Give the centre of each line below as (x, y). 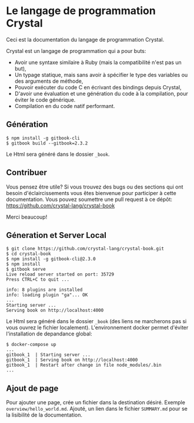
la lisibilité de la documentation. (44, 415)
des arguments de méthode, (49, 81)
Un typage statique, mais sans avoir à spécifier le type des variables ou (101, 75)
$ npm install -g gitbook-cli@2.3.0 (51, 259)
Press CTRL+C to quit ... (38, 280)
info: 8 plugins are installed (44, 290)
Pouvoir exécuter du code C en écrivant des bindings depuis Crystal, (98, 87)
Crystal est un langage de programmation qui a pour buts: (76, 51)
